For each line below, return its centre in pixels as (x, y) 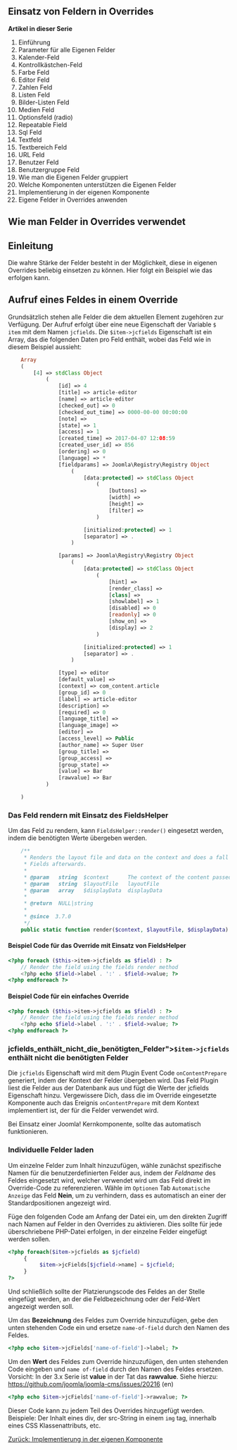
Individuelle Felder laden (51, 1150)
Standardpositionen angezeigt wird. (59, 1202)
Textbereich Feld (43, 147)
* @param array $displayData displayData (93, 890)
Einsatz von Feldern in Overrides (81, 12)
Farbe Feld (34, 72)
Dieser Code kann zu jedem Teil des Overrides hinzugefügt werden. (106, 1411)
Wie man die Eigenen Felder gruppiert (73, 177)
